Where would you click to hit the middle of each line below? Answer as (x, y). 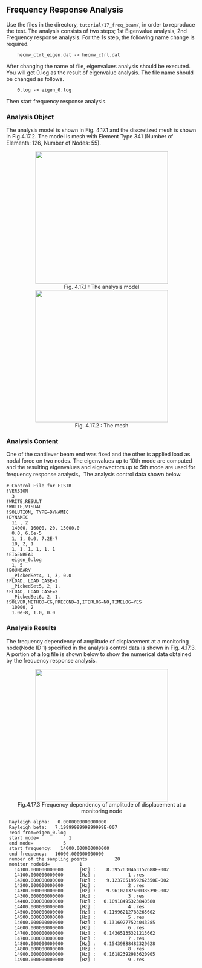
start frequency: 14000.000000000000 (59, 848)
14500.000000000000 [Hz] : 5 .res (80, 917)
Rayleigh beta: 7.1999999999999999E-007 (63, 827)
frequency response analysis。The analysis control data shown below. (94, 475)
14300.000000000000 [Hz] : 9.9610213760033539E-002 (92, 891)
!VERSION (17, 491)
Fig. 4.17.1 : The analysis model (102, 287)
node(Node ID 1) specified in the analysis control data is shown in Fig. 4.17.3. (101, 648)
